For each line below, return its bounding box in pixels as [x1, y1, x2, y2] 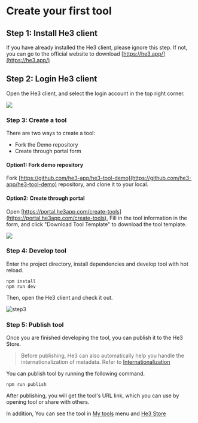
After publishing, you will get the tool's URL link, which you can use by [6, 392, 179, 399]
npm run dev [6, 283, 36, 290]
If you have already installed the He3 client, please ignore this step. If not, [6, 44, 188, 51]
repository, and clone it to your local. [57, 181, 148, 188]
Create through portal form [14, 148, 82, 155]
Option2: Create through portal [6, 194, 85, 202]
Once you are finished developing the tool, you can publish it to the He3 [6, 334, 184, 342]
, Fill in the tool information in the [106, 214, 187, 221]
